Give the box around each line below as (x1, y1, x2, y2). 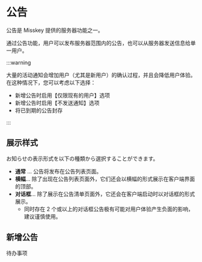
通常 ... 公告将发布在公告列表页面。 (14, 167, 102, 175)
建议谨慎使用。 (23, 213, 61, 220)
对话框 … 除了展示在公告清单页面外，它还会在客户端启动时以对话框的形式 (14, 190, 195, 198)
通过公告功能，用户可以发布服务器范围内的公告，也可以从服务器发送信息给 (6, 39, 191, 46)
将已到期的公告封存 (14, 107, 63, 114)
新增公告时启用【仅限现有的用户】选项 (14, 92, 110, 99)
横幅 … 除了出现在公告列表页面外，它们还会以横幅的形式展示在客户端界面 (14, 175, 195, 182)
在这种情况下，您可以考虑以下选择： (6, 79, 96, 86)
